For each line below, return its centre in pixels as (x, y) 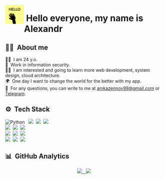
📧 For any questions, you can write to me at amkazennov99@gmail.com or (82, 88)
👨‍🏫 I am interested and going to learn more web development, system (77, 70)
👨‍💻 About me (27, 47)
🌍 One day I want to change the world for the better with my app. (73, 81)
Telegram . (15, 94)
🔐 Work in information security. (38, 65)
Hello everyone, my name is (84, 18)
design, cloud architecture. (33, 75)
